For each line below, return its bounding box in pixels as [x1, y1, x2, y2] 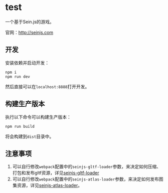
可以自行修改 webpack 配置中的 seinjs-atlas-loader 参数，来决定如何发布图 [12, 176, 163, 182]
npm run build [5, 124, 35, 129]
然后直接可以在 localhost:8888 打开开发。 [5, 83, 90, 89]
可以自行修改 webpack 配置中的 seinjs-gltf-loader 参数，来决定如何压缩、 [12, 163, 161, 169]
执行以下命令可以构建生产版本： [5, 114, 71, 120]
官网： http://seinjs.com [5, 29, 54, 35]
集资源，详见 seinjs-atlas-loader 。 [12, 182, 83, 188]
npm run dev [5, 74, 30, 79]
